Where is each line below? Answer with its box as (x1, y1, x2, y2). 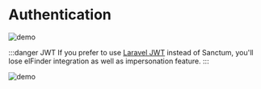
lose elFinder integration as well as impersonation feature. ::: (8, 56, 209, 66)
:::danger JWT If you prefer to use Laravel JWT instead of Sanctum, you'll (8, 47, 254, 57)
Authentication (8, 6, 112, 24)
